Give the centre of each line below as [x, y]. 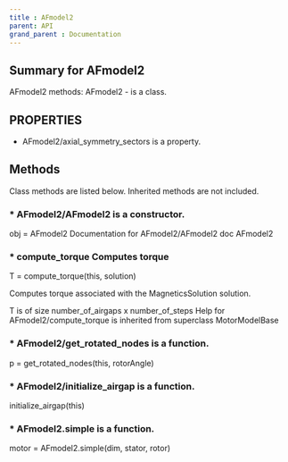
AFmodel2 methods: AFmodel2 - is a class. [88, 92]
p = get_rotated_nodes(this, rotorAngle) [82, 363]
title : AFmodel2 [41, 17]
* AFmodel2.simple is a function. [82, 428]
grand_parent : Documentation [66, 34]
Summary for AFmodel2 [77, 70]
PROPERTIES [46, 120]
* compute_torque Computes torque [89, 257]
